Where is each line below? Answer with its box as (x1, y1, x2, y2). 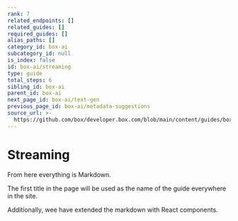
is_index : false (7, 57, 55, 64)
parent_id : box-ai (7, 90, 62, 97)
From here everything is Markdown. (7, 170, 111, 178)
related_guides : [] (7, 23, 65, 31)
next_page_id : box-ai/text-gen (7, 97, 100, 104)
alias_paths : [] (7, 37, 55, 44)
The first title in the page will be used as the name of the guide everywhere (7, 184, 227, 193)
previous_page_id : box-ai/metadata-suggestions (7, 103, 151, 110)
